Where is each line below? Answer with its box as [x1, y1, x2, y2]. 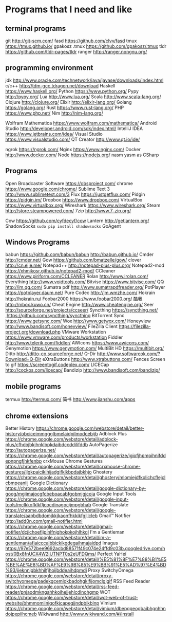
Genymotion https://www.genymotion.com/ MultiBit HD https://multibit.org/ [5, 345, 164, 352]
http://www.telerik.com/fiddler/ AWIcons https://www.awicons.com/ [5, 340, 149, 346]
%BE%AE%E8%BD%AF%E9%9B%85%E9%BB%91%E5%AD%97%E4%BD [5, 562, 167, 568]
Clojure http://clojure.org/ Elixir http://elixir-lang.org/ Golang [5, 99, 132, 105]
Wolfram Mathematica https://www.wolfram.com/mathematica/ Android [5, 120, 157, 126]
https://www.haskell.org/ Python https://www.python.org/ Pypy [5, 88, 139, 94]
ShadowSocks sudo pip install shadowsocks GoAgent [5, 223, 121, 229]
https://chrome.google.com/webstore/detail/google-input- [5, 496, 129, 502]
